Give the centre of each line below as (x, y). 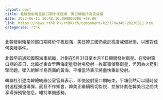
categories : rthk (23, 28)
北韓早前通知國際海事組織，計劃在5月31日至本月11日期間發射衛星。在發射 (78, 58)
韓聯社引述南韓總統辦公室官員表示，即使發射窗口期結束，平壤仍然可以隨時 (79, 81)
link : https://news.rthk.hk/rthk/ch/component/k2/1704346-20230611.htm (79, 23)
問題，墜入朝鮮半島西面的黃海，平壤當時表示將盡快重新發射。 (71, 70)
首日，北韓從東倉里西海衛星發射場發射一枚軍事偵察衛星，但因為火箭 (86, 64)
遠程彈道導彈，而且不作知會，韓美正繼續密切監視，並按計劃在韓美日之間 (81, 86)
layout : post (18, 9)
